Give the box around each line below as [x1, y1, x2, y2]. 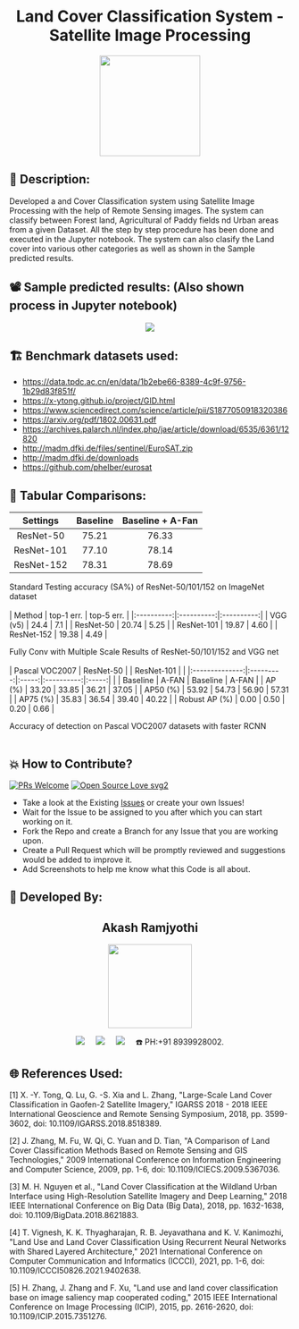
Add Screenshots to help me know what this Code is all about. [21, 864, 251, 874]
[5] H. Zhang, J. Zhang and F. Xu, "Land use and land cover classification [9, 1282, 278, 1293]
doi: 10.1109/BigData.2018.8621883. [9, 1210, 139, 1221]
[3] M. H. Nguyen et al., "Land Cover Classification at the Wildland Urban [9, 1181, 278, 1192]
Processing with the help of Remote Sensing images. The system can [9, 205, 264, 216]
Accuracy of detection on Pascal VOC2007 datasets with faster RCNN [9, 721, 267, 732]
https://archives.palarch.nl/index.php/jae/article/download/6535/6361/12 [21, 424, 290, 435]
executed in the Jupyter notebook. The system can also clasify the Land [9, 233, 275, 244]
